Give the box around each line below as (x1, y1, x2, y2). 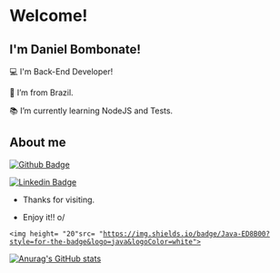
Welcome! (9, 5, 88, 26)
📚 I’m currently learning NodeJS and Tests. (9, 105, 174, 116)
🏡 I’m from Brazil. (9, 87, 75, 98)
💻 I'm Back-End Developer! (9, 66, 114, 77)
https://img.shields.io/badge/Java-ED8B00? (103, 229, 271, 239)
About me (9, 135, 66, 151)
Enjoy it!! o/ (22, 211, 65, 222)
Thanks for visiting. (22, 194, 95, 205)
